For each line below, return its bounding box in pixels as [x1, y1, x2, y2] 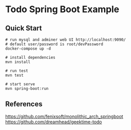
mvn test [5, 73, 24, 78]
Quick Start [5, 24, 42, 32]
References [5, 100, 43, 109]
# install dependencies [5, 55, 56, 60]
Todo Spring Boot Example [5, 4, 119, 15]
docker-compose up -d [5, 46, 51, 51]
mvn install [5, 59, 30, 64]
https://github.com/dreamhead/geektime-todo [5, 118, 103, 125]
